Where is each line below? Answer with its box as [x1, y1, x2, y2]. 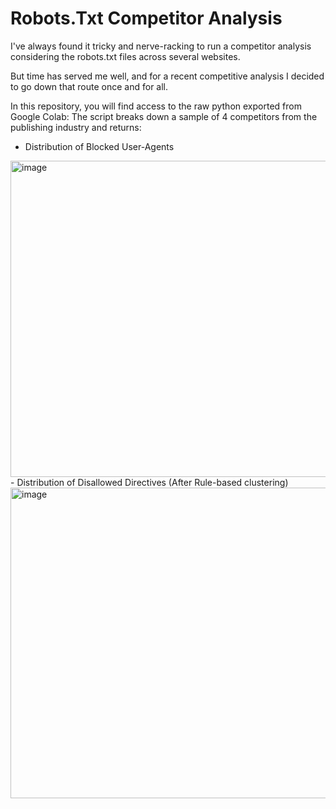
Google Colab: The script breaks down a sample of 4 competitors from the [10, 110, 318, 122]
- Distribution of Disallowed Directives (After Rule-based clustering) [10, 476, 289, 488]
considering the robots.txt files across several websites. [10, 50, 241, 62]
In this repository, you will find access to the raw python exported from [10, 100, 302, 112]
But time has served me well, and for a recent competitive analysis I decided [10, 70, 325, 82]
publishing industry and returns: [10, 121, 142, 133]
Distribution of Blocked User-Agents [24, 140, 175, 152]
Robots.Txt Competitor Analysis [10, 7, 283, 30]
